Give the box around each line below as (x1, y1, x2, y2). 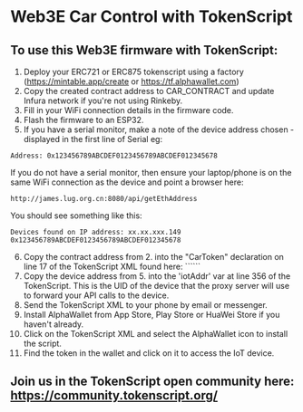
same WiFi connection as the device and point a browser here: (10, 177, 244, 187)
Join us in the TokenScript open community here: (10, 374, 295, 389)
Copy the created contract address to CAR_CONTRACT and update (23, 86, 275, 96)
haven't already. (23, 319, 84, 330)
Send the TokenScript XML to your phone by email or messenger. (23, 300, 269, 310)
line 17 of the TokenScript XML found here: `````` (23, 261, 200, 272)
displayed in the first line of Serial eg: (23, 134, 162, 144)
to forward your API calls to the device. (23, 290, 170, 301)
